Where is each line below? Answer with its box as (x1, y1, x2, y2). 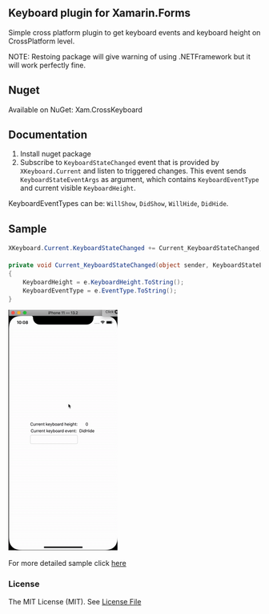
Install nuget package (19, 149, 92, 159)
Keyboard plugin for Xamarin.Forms (8, 6, 191, 20)
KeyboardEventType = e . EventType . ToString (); (22, 286, 178, 295)
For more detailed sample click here (8, 559, 126, 568)
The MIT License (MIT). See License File (8, 596, 142, 606)
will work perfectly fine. (8, 60, 86, 70)
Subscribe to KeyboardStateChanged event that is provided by (19, 158, 220, 168)
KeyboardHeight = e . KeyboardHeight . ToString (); (22, 278, 184, 286)
